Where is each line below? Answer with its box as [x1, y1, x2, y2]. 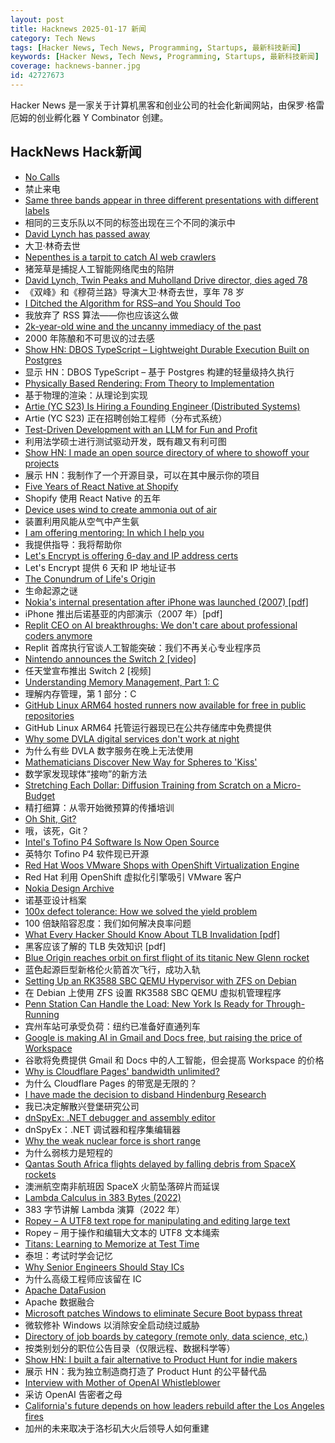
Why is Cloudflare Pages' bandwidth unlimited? [24, 1065, 220, 1077]
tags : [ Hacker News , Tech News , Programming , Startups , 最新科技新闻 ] [10, 42, 302, 53]
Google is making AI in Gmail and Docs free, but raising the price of [24, 1031, 303, 1043]
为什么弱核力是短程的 [24, 1146, 113, 1158]
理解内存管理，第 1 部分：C [24, 687, 137, 700]
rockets [24, 1168, 57, 1180]
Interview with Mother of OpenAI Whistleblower [24, 1376, 221, 1388]
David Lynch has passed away [24, 227, 150, 240]
